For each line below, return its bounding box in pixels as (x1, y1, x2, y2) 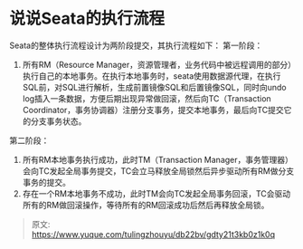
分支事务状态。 (30, 115, 87, 127)
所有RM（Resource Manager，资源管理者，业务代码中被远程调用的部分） (22, 59, 292, 70)
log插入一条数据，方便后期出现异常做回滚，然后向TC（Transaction (22, 92, 271, 104)
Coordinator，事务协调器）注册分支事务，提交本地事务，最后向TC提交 (22, 104, 284, 115)
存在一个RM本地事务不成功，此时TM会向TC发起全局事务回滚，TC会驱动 (22, 187, 291, 199)
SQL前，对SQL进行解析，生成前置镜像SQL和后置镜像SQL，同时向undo (22, 81, 287, 92)
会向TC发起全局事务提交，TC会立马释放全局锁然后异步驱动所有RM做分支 (22, 165, 295, 177)
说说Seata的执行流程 (9, 8, 166, 29)
